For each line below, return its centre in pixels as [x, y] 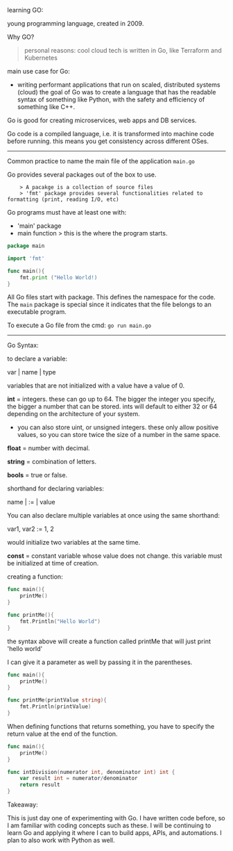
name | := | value [31, 502]
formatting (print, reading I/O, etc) [63, 199]
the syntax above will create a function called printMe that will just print [109, 641]
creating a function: [35, 577]
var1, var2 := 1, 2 [31, 529]
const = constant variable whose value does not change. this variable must [115, 556]
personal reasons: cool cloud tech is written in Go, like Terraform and [123, 50]
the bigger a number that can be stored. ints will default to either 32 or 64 [112, 406]
